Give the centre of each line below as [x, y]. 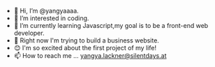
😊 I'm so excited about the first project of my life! [85, 48]
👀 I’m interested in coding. [51, 18]
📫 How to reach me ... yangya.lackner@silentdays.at [90, 55]
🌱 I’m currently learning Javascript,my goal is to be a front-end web [111, 25]
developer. [29, 33]
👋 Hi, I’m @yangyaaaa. [46, 11]
